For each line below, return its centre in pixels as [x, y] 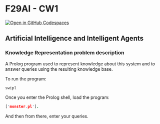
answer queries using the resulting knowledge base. [59, 69]
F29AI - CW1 [32, 9]
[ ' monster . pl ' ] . [22, 106]
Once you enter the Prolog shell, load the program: [57, 97]
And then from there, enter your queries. [47, 116]
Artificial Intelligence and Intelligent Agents [74, 38]
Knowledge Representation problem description [65, 53]
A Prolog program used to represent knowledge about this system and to [80, 64]
